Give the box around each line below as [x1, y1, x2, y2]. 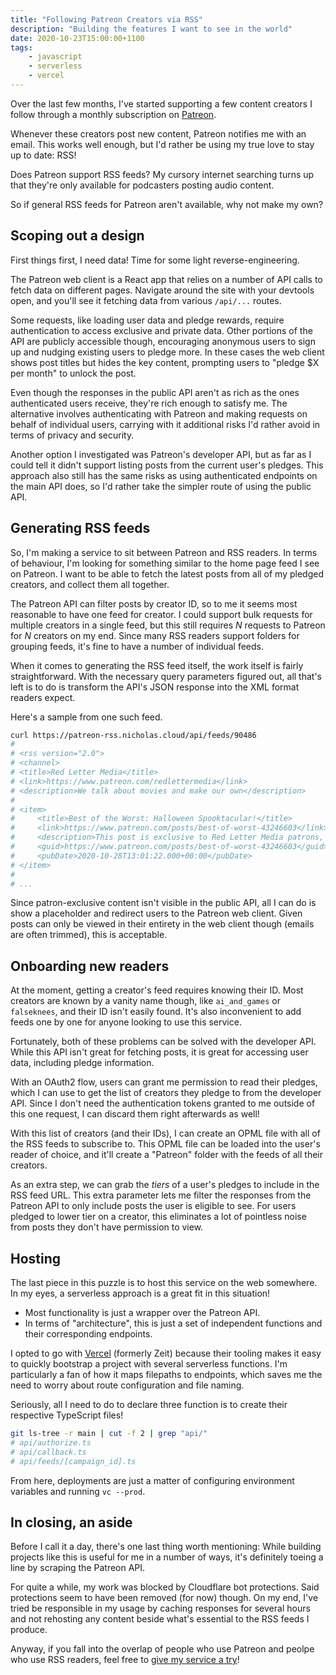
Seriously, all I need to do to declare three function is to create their [10, 1399, 288, 1410]
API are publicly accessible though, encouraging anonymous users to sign [10, 335, 316, 347]
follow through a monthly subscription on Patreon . [10, 108, 217, 120]
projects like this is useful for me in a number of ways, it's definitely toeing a [10, 1551, 324, 1563]
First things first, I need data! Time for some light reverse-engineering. [10, 254, 300, 266]
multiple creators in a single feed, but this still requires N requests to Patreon [10, 619, 326, 631]
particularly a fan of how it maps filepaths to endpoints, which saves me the [10, 1369, 323, 1380]
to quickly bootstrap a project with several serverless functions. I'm [10, 1358, 288, 1370]
